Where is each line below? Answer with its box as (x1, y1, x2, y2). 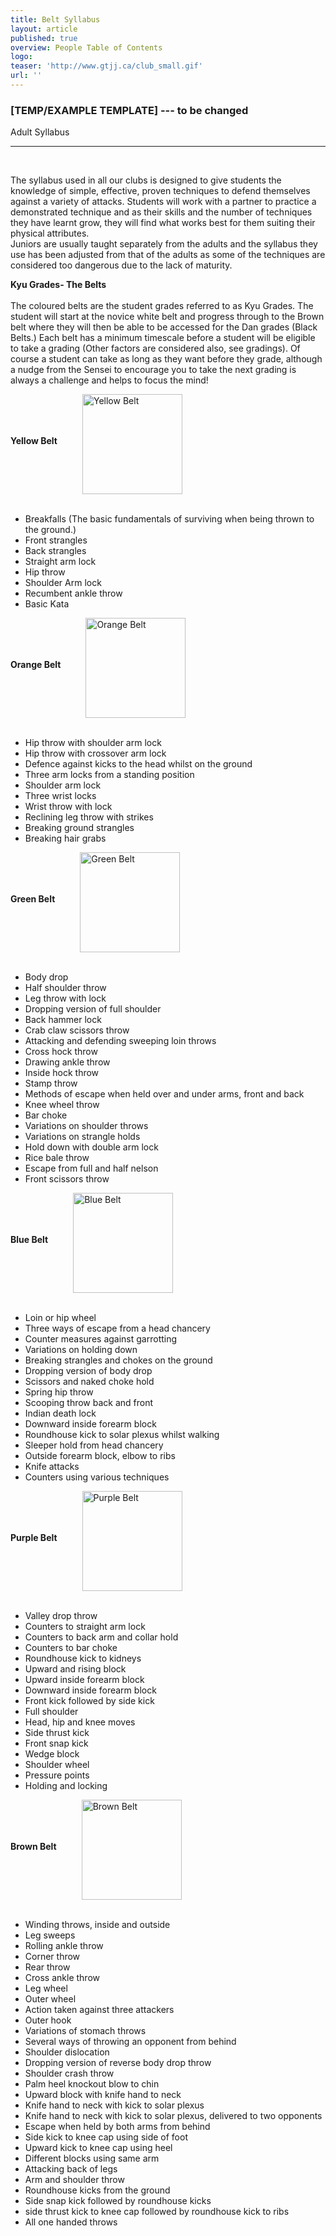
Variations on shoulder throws (24, 1120, 149, 1132)
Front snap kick (24, 1737, 89, 1750)
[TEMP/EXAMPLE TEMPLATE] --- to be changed (10, 103, 249, 117)
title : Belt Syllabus (10, 14, 101, 25)
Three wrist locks (24, 790, 97, 802)
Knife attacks (24, 1461, 80, 1473)
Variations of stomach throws (24, 2025, 147, 2037)
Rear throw (24, 1961, 71, 1973)
